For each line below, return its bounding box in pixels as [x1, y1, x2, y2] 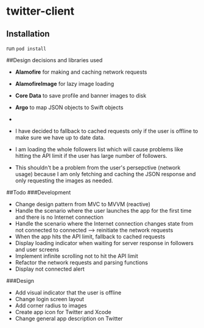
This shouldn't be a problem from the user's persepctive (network [15, 164, 181, 171]
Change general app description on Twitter [15, 315, 123, 322]
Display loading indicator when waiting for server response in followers [15, 240, 194, 246]
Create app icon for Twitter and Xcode [15, 308, 111, 315]
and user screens [15, 246, 59, 253]
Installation [6, 29, 50, 39]
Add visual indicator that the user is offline [15, 289, 122, 296]
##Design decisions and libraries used [6, 57, 103, 63]
